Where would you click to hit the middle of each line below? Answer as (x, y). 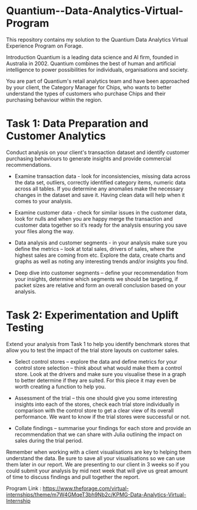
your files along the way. (44, 231)
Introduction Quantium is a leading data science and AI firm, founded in (92, 57)
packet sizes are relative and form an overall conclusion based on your (100, 285)
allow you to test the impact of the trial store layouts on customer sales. (93, 350)
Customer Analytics (56, 136)
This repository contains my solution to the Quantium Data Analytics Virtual (97, 39)
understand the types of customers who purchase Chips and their (86, 93)
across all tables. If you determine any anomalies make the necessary (99, 189)
